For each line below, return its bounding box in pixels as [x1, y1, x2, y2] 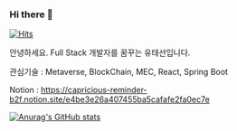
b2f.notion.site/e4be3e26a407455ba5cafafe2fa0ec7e [9, 94, 210, 105]
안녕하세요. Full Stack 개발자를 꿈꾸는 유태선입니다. [9, 47, 191, 58]
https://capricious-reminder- [40, 85, 147, 96]
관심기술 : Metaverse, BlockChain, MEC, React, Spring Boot [9, 67, 229, 78]
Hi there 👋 [9, 8, 54, 21]
